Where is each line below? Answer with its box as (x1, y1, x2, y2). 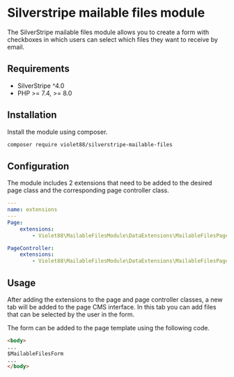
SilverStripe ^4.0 (17, 82, 65, 90)
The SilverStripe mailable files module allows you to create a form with (7, 28, 210, 36)
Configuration (7, 160, 70, 172)
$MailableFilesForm (7, 350, 64, 357)
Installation (7, 109, 57, 121)
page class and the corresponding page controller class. (7, 186, 169, 194)
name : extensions (7, 206, 58, 213)
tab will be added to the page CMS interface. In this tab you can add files (7, 302, 217, 311)
